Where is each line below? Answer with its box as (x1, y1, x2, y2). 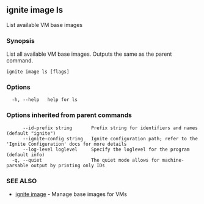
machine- (162, 157, 184, 163)
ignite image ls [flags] (6, 69, 70, 75)
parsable (6, 162, 29, 168)
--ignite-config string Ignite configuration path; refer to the (22, 135, 199, 142)
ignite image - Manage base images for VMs (15, 191, 127, 198)
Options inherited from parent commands (6, 111, 133, 119)
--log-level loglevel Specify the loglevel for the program (22, 146, 190, 153)
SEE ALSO (6, 176, 37, 185)
